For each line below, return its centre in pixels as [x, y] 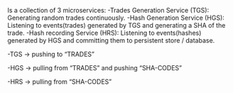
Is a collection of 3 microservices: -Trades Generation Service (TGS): [108, 10]
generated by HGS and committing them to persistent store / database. [111, 40]
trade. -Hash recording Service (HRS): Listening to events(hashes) [104, 33]
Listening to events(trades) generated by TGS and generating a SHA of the [116, 25]
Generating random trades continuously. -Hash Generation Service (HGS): [116, 18]
